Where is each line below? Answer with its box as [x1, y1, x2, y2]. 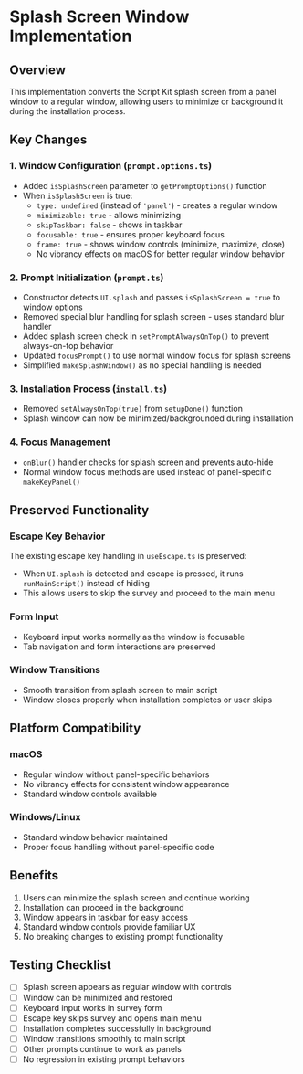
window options [22, 301, 84, 312]
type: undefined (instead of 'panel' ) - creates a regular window [36, 199, 278, 211]
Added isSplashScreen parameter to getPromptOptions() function [22, 180, 267, 191]
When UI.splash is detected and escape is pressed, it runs [22, 568, 244, 579]
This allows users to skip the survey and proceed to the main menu [22, 587, 276, 599]
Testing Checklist [9, 957, 111, 974]
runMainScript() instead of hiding [22, 578, 151, 589]
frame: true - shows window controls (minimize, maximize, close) [36, 238, 286, 249]
